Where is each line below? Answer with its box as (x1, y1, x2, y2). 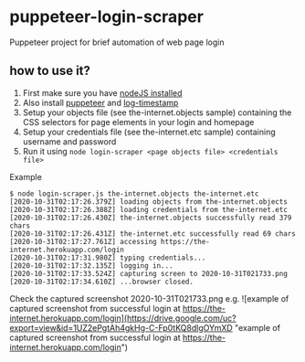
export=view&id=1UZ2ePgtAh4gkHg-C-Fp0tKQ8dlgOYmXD (9, 322, 233, 333)
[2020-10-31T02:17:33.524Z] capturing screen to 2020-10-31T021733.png (9, 269, 288, 278)
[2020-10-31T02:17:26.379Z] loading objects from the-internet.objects (9, 197, 288, 207)
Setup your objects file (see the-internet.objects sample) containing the (22, 107, 292, 118)
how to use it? (9, 63, 91, 79)
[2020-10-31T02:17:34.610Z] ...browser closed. (9, 277, 195, 286)
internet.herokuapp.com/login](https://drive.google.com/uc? (9, 313, 237, 324)
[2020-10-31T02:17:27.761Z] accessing (9, 237, 157, 246)
